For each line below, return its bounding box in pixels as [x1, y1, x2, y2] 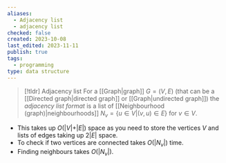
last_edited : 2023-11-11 [7, 42, 79, 49]
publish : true [7, 49, 48, 56]
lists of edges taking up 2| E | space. [17, 131, 118, 140]
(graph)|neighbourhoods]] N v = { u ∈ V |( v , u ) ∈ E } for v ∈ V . [23, 108, 198, 119]
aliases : [7, 10, 32, 17]
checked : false [7, 29, 51, 37]
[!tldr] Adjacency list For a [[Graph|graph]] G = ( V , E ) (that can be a [23, 87, 215, 95]
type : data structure [7, 68, 70, 75]
